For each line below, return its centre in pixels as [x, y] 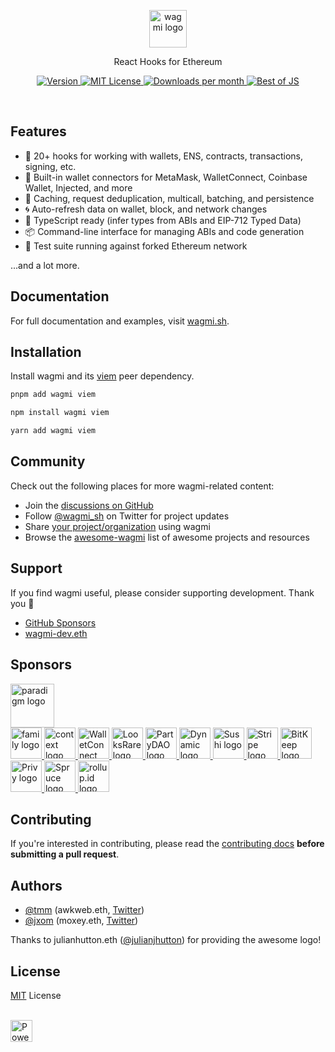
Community [48, 461]
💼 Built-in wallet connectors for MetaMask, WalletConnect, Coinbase [166, 177]
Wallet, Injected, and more [78, 187]
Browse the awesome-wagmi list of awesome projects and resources [167, 537]
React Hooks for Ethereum [168, 61]
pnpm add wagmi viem [53, 395]
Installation [46, 352]
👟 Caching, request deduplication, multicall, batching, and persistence [169, 198]
